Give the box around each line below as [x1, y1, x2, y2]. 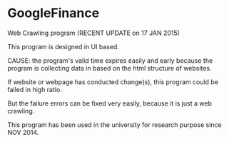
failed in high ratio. [7, 85, 62, 93]
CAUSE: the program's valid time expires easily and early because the [7, 56, 213, 65]
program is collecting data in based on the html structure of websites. [7, 64, 212, 72]
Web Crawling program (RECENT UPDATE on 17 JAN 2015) [7, 29, 180, 37]
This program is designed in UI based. [7, 42, 120, 51]
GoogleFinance [7, 5, 100, 21]
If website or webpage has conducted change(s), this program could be [7, 77, 219, 86]
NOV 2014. [7, 128, 39, 136]
